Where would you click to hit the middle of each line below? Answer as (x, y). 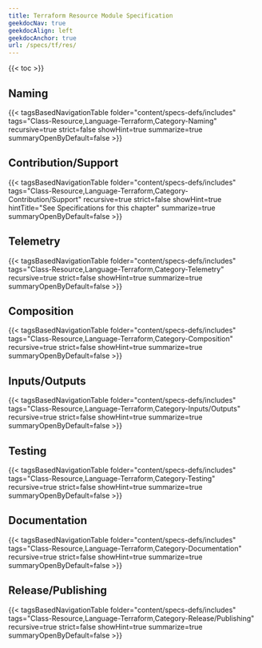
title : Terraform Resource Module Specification (91, 16)
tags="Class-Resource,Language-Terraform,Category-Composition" (121, 339)
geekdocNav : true (37, 23)
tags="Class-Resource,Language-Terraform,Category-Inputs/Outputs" (125, 409)
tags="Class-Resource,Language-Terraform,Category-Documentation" (125, 548)
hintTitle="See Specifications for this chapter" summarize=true (112, 208)
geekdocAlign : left (41, 30)
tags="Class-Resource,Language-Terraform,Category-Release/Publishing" (131, 618)
